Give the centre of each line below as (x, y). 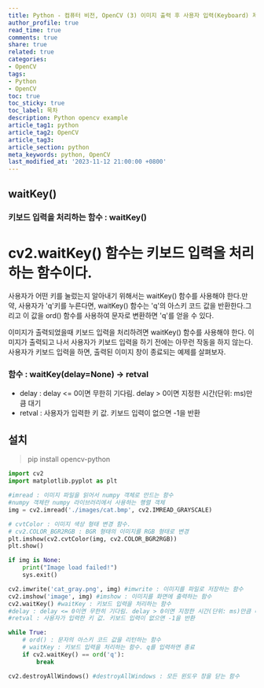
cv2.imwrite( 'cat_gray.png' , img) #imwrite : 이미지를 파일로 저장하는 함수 (126, 589)
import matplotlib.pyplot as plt (63, 481)
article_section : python (49, 147)
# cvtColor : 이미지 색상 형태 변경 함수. (70, 524)
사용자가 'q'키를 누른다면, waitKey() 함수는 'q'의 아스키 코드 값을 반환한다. (132, 306)
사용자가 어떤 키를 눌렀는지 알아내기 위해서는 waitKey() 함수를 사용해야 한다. (125, 296)
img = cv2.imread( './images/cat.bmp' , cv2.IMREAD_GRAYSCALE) (110, 510)
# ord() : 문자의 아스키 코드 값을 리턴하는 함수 (92, 640)
